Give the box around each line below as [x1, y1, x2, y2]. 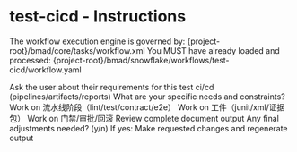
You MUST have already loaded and [146, 45, 280, 55]
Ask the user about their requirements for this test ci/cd [9, 81, 214, 92]
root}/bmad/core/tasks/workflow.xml [9, 45, 145, 55]
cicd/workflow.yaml [9, 64, 83, 75]
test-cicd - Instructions [9, 6, 187, 27]
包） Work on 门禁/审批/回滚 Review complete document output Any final [9, 113, 280, 123]
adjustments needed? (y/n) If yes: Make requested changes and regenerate [9, 122, 289, 133]
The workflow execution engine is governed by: [9, 36, 186, 46]
